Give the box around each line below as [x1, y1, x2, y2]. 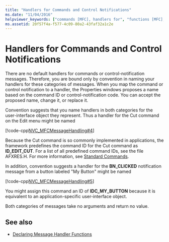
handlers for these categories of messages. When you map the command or [5, 81, 163, 87]
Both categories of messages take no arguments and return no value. [5, 203, 149, 209]
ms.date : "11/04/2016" [5, 12, 53, 17]
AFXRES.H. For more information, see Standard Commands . [5, 153, 129, 159]
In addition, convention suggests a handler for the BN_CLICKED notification [5, 163, 162, 169]
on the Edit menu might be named [5, 118, 75, 124]
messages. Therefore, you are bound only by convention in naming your [5, 76, 155, 82]
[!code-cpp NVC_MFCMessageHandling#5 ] [5, 178, 95, 185]
